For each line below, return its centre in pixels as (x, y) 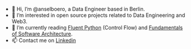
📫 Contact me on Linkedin (44, 40)
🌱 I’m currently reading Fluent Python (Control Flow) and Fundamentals (97, 27)
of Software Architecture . (42, 34)
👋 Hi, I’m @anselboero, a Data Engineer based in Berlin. (78, 9)
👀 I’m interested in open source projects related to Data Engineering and (98, 15)
